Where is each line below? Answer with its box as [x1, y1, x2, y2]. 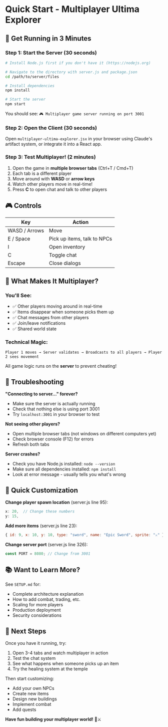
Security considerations [12, 612, 62, 618]
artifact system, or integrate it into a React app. [5, 141, 102, 147]
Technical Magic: [5, 339, 48, 346]
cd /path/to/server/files [5, 74, 59, 79]
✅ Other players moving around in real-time [12, 303, 102, 309]
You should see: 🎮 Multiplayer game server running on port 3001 [5, 111, 144, 116]
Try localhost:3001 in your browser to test [12, 411, 100, 417]
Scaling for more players [12, 602, 63, 608]
